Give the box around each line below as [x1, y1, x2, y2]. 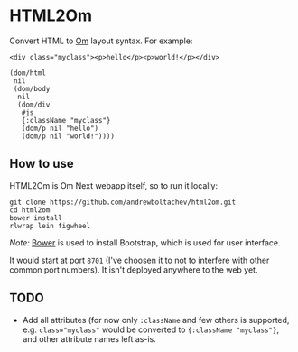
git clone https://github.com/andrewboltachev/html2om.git [9, 198, 237, 207]
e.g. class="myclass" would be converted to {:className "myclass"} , [22, 324, 280, 335]
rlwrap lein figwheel [9, 221, 91, 230]
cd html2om [9, 205, 51, 215]
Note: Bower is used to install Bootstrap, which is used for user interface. [9, 236, 282, 248]
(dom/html [9, 69, 47, 78]
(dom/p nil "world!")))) [21, 132, 116, 141]
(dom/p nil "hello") [21, 124, 99, 133]
